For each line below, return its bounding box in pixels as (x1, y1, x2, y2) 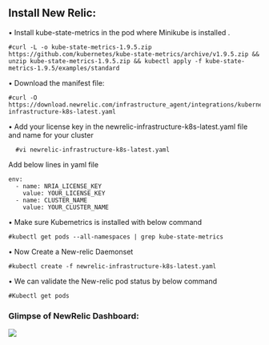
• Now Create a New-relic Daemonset (8, 247, 134, 256)
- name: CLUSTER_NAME (15, 196, 88, 204)
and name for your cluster (8, 130, 94, 139)
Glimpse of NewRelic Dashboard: (8, 310, 139, 321)
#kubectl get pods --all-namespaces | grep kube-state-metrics (8, 232, 224, 241)
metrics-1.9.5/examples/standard (8, 64, 120, 72)
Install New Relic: (8, 6, 96, 20)
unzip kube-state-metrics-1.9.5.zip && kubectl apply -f (8, 57, 203, 65)
